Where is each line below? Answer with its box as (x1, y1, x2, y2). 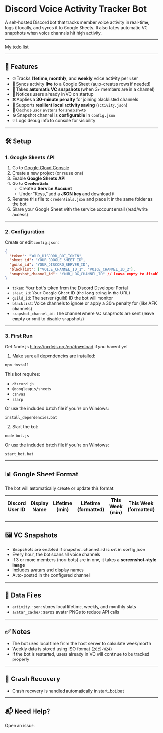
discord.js (12, 382, 34, 386)
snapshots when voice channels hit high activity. (5, 30, 102, 36)
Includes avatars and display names (12, 567, 84, 573)
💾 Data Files (5, 591, 42, 599)
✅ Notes (5, 628, 31, 636)
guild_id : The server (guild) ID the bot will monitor (12, 295, 113, 301)
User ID (8, 506, 26, 513)
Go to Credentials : (12, 181, 50, 186)
